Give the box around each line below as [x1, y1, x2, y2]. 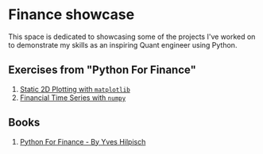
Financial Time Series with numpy [19, 93, 126, 102]
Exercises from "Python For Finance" [8, 64, 196, 77]
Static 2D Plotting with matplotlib [19, 84, 131, 94]
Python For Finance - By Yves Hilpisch [19, 137, 146, 146]
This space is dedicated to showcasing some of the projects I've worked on [8, 32, 256, 41]
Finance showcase [8, 6, 135, 24]
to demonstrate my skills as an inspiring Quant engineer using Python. [8, 40, 238, 49]
